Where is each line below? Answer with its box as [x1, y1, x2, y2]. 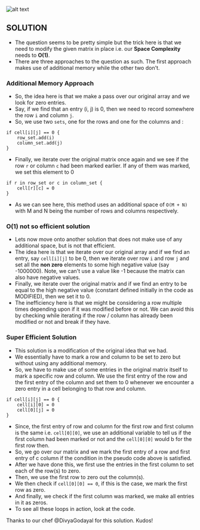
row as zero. [14, 486, 46, 493]
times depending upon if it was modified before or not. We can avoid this [14, 305, 194, 313]
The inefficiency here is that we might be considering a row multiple [14, 299, 182, 307]
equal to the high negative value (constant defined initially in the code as [14, 287, 194, 294]
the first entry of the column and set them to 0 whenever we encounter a [14, 378, 194, 385]
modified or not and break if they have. [14, 318, 111, 326]
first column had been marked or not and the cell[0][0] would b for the [14, 435, 192, 442]
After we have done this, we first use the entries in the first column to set [14, 461, 194, 468]
